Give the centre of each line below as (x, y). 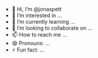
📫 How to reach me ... (39, 35)
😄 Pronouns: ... (31, 43)
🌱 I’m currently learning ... (43, 22)
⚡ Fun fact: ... (28, 50)
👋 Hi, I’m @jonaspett (37, 9)
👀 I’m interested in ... (37, 15)
